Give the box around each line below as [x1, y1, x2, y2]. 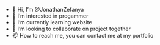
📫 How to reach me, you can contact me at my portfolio [12, 32, 154, 39]
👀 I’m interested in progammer [12, 12, 89, 19]
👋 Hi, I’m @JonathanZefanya [12, 6, 84, 13]
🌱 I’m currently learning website [12, 19, 93, 26]
